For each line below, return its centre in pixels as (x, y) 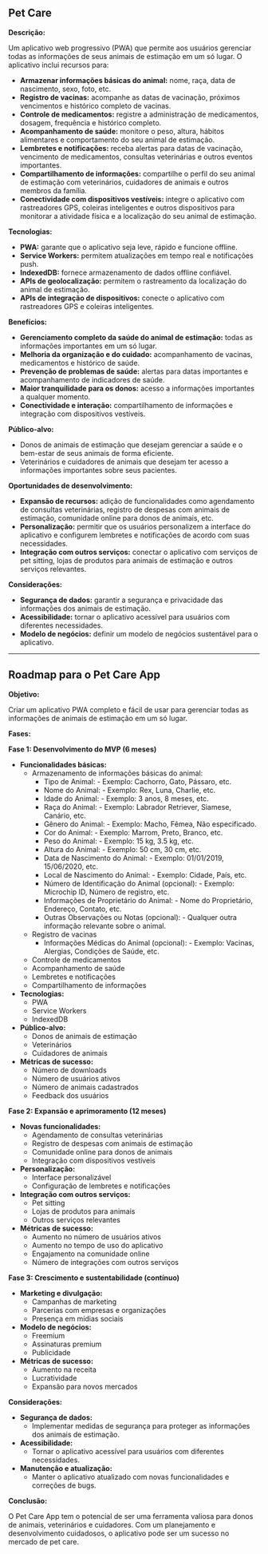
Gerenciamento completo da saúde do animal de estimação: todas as (136, 337)
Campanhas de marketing (74, 1302)
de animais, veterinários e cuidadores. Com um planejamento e (112, 1524)
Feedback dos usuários (70, 1095)
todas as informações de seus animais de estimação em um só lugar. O (125, 56)
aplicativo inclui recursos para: (59, 65)
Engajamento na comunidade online (91, 1254)
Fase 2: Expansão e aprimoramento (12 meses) (87, 1111)
